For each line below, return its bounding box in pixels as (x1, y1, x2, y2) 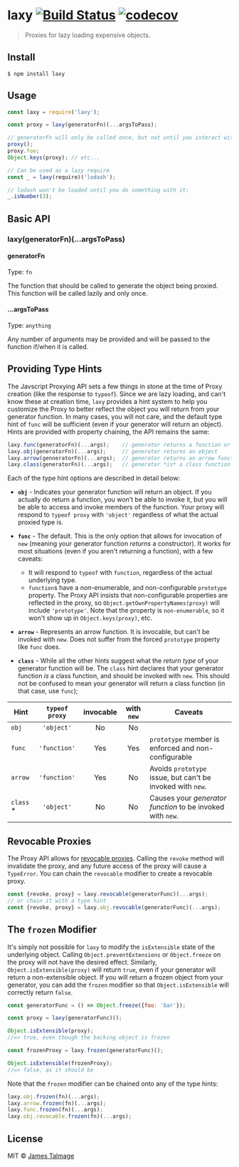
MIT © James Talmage (7, 1151, 75, 1161)
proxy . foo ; (7, 147, 40, 155)
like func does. (17, 643, 61, 651)
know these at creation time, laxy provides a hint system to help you (7, 397, 208, 405)
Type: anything (7, 321, 52, 330)
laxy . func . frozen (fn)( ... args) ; (7, 1106, 103, 1114)
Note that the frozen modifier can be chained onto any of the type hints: (7, 1079, 218, 1088)
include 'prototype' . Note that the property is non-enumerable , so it (28, 606, 225, 615)
